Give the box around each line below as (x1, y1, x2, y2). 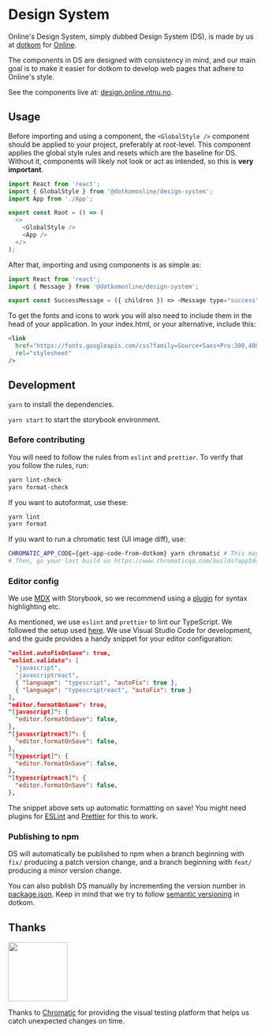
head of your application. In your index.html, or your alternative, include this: (8, 320, 256, 329)
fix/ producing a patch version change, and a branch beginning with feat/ (8, 858, 252, 867)
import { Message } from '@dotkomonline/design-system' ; (8, 283, 200, 290)
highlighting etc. (8, 602, 61, 612)
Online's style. (8, 72, 55, 81)
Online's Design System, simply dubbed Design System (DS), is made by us (8, 32, 254, 41)
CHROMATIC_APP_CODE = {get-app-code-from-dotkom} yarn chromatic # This (8, 550, 245, 558)
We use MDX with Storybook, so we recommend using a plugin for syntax (8, 593, 248, 603)
